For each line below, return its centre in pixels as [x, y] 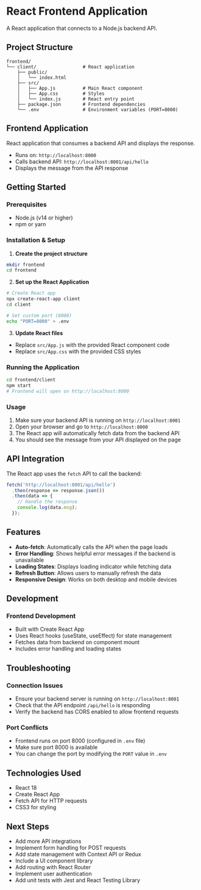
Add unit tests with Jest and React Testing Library [78, 880]
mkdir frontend [26, 265]
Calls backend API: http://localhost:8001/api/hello [82, 161]
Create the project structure [51, 253]
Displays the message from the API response [72, 168]
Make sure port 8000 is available [56, 748]
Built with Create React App [50, 629]
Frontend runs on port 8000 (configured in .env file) [80, 741]
